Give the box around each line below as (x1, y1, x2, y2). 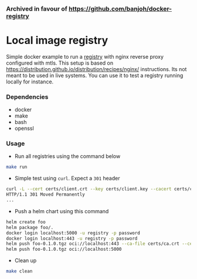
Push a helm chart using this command (14, 207, 109, 214)
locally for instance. (6, 78, 54, 85)
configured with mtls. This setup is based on (6, 59, 114, 66)
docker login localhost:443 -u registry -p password (6, 236, 138, 241)
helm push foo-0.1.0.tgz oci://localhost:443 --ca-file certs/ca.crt (6, 241, 180, 247)
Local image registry (6, 34, 108, 47)
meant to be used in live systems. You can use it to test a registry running (6, 72, 184, 79)
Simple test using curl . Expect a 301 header (14, 175, 120, 182)
